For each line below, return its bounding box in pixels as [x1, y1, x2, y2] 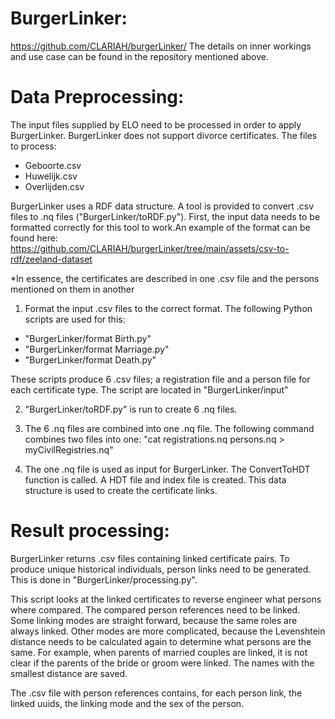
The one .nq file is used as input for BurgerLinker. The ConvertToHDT [24, 463, 311, 475]
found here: [10, 232, 58, 244]
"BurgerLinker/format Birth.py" [24, 332, 152, 344]
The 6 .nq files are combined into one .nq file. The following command [24, 422, 315, 434]
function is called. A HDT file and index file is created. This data [24, 473, 287, 486]
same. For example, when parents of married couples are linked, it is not [10, 646, 308, 658]
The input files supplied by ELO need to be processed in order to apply [10, 118, 302, 131]
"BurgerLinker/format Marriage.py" [24, 343, 170, 355]
